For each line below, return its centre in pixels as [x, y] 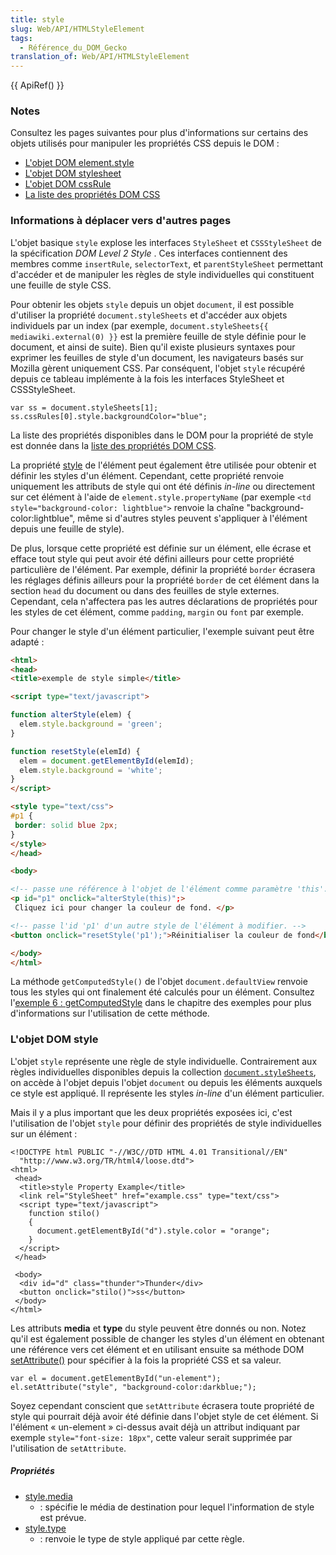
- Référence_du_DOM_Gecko [73, 47]
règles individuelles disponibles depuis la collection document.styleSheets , [163, 1072]
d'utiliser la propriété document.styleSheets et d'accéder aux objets [149, 315]
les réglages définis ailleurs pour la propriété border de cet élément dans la [165, 580]
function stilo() [64, 1213]
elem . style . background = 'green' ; [91, 724]
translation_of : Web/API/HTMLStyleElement [100, 57]
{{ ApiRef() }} [37, 85]
